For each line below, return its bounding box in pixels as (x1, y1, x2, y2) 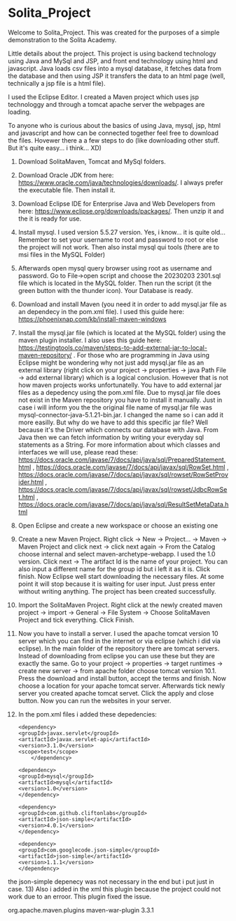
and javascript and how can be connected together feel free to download (8, 129, 219, 137)
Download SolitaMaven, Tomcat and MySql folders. (18, 157, 167, 166)
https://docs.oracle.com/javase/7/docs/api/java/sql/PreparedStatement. (18, 455, 226, 464)
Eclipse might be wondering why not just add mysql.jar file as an (18, 358, 204, 367)
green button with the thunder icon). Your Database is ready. (18, 286, 193, 294)
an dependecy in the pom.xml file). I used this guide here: (18, 307, 185, 315)
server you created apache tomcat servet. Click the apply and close (18, 688, 214, 697)
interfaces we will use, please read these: (18, 448, 139, 456)
